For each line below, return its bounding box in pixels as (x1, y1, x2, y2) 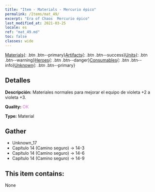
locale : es (5, 25, 27, 30)
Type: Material (5, 113, 34, 119)
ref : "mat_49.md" (5, 30, 40, 34)
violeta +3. (5, 94, 27, 100)
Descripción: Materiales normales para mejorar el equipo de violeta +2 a (5, 89, 151, 95)
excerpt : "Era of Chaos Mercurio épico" (5, 16, 90, 21)
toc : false (5, 34, 27, 39)
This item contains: (5, 169, 64, 177)
